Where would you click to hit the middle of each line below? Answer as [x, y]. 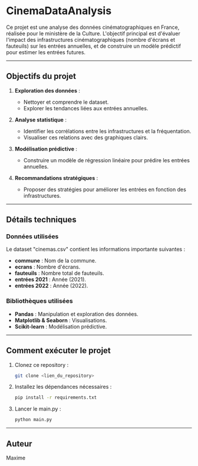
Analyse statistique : [40, 120]
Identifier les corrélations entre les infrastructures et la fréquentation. [107, 131]
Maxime [16, 458]
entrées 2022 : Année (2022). [51, 286]
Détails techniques [41, 220]
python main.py [33, 420]
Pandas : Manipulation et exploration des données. [76, 314]
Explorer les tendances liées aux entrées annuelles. [86, 108]
